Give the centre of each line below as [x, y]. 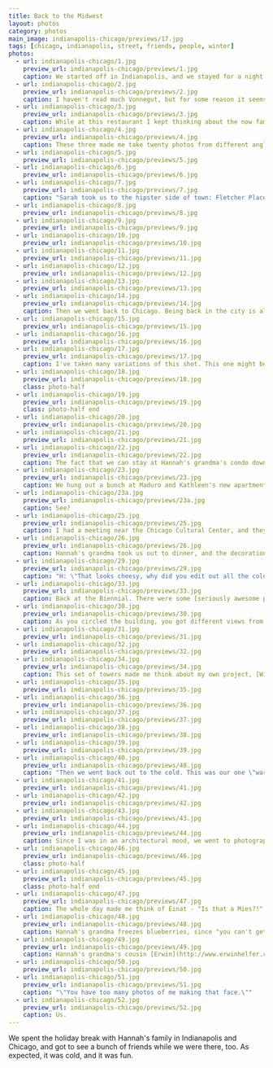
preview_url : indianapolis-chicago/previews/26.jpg [112, 546]
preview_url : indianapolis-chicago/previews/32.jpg [112, 652]
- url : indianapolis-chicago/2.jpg [76, 84]
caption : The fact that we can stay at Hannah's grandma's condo [136, 462]
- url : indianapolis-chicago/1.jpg [76, 62]
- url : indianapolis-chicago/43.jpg [78, 811]
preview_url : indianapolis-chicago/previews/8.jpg [110, 212]
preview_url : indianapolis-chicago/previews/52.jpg [112, 1007]
